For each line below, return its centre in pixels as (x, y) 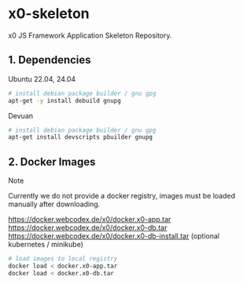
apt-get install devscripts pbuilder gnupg (81, 137)
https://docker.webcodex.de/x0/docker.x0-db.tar (88, 228)
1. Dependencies (50, 60)
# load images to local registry (63, 259)
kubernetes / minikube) (46, 245)
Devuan (21, 115)
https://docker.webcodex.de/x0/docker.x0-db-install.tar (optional (114, 236)
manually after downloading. (54, 204)
